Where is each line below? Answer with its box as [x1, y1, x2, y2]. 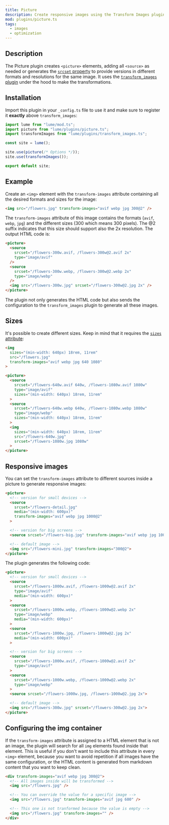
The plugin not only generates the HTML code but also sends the [5, 297, 140, 303]
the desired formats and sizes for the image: [5, 196, 97, 202]
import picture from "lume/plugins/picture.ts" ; [5, 127, 109, 132]
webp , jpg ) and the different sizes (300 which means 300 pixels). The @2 [5, 220, 156, 226]
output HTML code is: [5, 231, 50, 237]
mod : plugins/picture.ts [5, 17, 57, 22]
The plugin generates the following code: [5, 560, 91, 566]
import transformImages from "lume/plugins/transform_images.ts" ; [5, 132, 147, 137]
